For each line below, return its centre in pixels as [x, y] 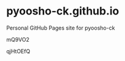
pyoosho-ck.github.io [63, 11]
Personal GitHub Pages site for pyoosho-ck [61, 28]
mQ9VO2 [18, 39]
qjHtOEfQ [18, 51]
